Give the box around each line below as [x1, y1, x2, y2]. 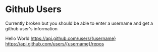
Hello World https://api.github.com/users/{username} [5, 35, 116, 41]
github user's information [5, 25, 58, 31]
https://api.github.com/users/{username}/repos [5, 40, 104, 46]
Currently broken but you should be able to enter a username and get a [5, 20, 153, 26]
